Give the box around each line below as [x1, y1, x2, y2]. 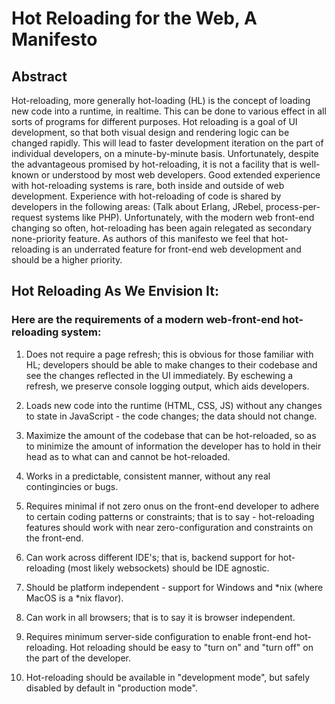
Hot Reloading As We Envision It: [11, 283, 219, 300]
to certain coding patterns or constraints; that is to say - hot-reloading [25, 510, 315, 522]
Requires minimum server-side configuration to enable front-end [25, 630, 293, 642]
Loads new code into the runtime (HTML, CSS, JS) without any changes [25, 399, 323, 411]
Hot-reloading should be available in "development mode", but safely [25, 671, 311, 683]
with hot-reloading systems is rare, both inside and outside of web [11, 180, 285, 191]
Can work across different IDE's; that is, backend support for [25, 551, 276, 563]
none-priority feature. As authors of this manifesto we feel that [11, 233, 269, 244]
